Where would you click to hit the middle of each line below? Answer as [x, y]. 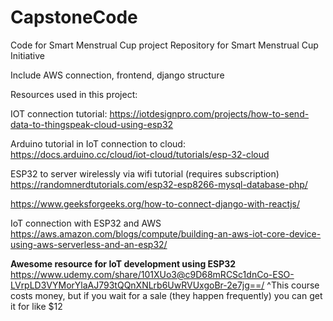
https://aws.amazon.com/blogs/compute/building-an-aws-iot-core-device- [166, 233]
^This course [293, 285]
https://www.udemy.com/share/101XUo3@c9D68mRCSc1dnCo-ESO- [152, 274]
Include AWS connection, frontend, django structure [117, 75]
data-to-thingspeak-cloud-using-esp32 [92, 124]
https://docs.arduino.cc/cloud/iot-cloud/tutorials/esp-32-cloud [140, 154]
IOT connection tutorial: [59, 113]
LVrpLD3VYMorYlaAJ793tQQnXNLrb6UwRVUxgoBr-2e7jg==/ [137, 285]
